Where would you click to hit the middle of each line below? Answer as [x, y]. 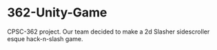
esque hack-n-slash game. [45, 38]
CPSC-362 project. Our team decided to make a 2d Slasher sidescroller [108, 32]
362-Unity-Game [57, 13]
